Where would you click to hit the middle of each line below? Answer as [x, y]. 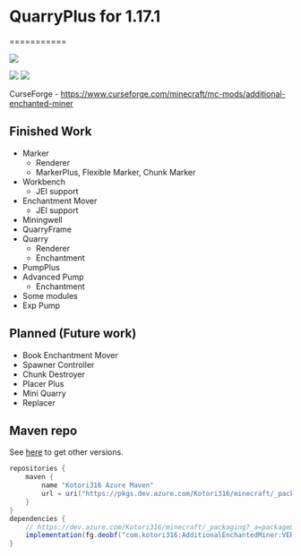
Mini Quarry [44, 393]
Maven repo [43, 430]
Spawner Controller [58, 364]
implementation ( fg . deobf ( [74, 535]
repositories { [38, 469]
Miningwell [42, 219]
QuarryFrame [47, 229]
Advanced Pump [53, 277]
